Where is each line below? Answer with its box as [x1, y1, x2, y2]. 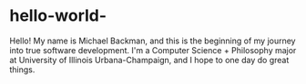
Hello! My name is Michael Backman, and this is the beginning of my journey [9, 35, 296, 46]
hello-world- [9, 5, 107, 26]
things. [9, 64, 36, 75]
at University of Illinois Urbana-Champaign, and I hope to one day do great [9, 54, 290, 65]
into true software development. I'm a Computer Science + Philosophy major [9, 44, 297, 55]
